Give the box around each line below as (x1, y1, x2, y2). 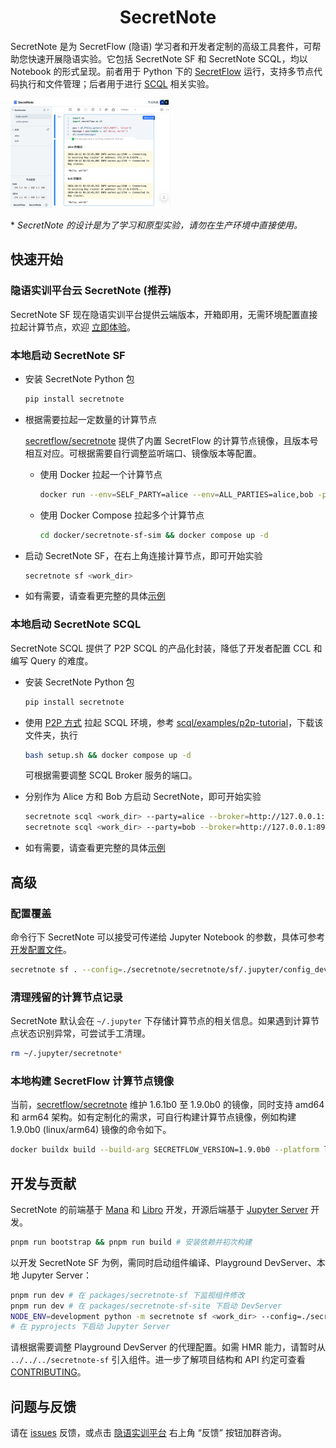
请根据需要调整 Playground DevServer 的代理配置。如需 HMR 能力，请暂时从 (10, 1341, 326, 1353)
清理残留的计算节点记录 (10, 990, 123, 1004)
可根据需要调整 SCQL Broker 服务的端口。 (24, 769, 198, 781)
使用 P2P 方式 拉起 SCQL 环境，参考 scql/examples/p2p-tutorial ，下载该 (24, 716, 324, 728)
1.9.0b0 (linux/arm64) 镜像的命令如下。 (10, 1124, 172, 1136)
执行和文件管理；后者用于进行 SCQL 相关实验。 (18, 77, 215, 90)
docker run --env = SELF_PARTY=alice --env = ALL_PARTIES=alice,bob (39, 489, 314, 500)
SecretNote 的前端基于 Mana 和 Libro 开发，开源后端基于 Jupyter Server (10, 1203, 309, 1215)
